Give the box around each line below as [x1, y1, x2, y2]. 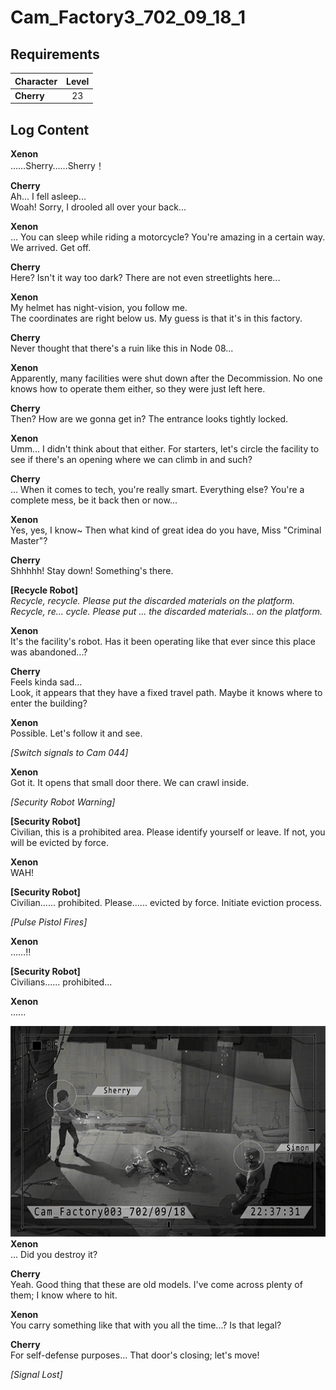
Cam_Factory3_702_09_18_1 [10, 6, 246, 29]
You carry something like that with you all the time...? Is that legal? [10, 1319, 282, 1331]
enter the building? [10, 697, 88, 710]
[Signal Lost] [10, 1368, 63, 1380]
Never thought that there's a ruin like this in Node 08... [10, 342, 234, 355]
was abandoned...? [10, 646, 88, 658]
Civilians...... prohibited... [10, 976, 113, 988]
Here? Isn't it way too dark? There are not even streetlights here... [10, 272, 281, 284]
